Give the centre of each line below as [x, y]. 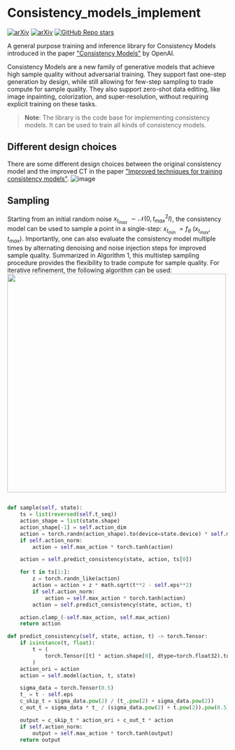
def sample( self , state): [45, 508]
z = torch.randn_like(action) [76, 579]
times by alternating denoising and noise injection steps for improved [107, 248]
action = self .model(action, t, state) [78, 675]
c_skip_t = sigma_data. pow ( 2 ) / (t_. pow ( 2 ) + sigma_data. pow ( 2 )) [117, 701]
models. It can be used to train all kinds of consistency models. [115, 125]
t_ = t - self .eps [47, 695]
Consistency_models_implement [104, 13]
